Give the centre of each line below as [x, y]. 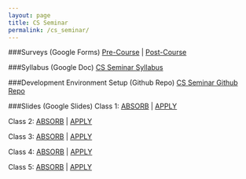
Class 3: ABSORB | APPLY [50, 137]
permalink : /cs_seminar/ [49, 30]
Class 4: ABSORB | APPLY [50, 152]
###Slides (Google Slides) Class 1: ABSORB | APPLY [93, 106]
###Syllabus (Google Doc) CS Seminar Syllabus [86, 68]
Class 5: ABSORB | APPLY [50, 167]
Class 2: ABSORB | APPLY [50, 122]
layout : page [29, 15]
